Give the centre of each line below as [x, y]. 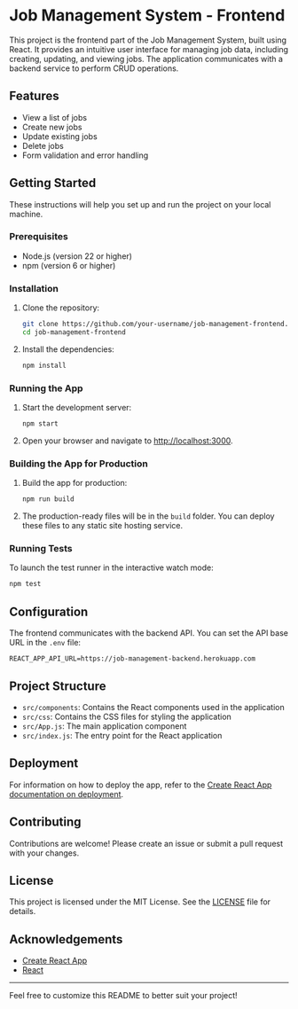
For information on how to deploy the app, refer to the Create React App [141, 785]
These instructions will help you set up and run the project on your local [140, 204]
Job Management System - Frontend [147, 16]
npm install [44, 365]
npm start [40, 424]
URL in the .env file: [45, 643]
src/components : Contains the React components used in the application [153, 707]
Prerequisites [39, 237]
